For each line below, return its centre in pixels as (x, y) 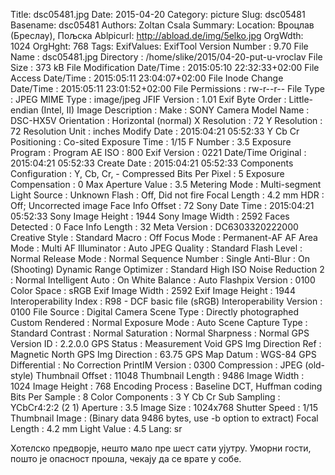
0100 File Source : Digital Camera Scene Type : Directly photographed (155, 312)
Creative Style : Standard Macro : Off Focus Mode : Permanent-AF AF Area (164, 237)
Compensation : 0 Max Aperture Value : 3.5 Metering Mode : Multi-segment (166, 184)
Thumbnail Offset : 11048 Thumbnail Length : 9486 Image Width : (170, 375)
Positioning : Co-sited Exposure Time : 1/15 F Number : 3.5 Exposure (151, 142)
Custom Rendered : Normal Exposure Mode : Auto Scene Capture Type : (159, 322)
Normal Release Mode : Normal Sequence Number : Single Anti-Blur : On (160, 258)
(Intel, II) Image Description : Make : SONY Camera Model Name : (175, 110)
